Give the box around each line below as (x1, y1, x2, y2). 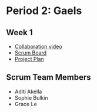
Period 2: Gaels (6, 4, 82, 18)
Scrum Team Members (6, 72, 91, 83)
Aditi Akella (14, 88, 42, 95)
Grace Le (14, 100, 37, 107)
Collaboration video (14, 43, 63, 50)
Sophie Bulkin (14, 94, 48, 101)
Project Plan (14, 56, 44, 62)
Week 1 (6, 28, 33, 38)
